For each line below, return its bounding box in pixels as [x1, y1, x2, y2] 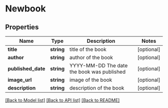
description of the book [69, 85, 124, 91]
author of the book [69, 54, 113, 61]
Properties [5, 23, 39, 31]
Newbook [5, 3, 46, 14]
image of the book [69, 77, 112, 83]
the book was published [69, 68, 126, 75]
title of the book [69, 46, 106, 53]
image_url [7, 77, 32, 83]
